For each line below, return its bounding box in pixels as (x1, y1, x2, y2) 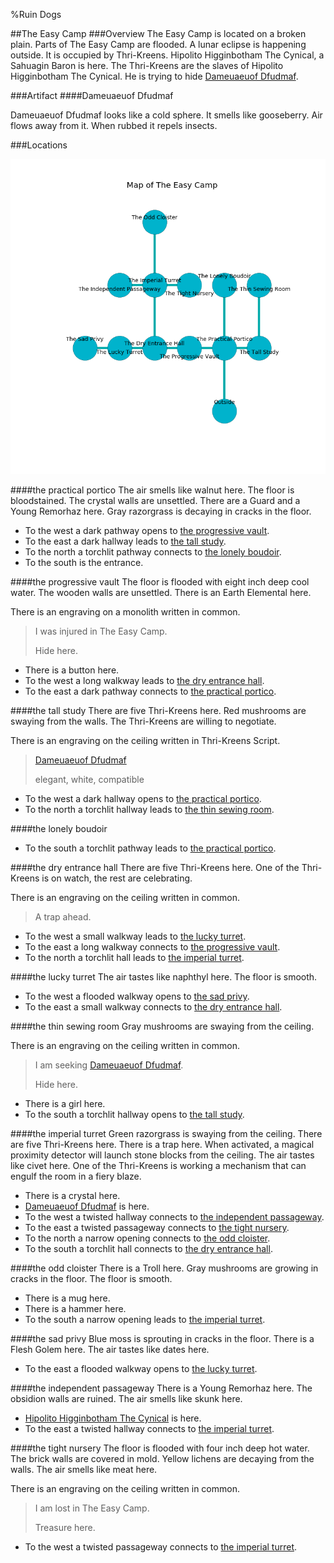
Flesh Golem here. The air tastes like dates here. (10, 1344, 210, 1355)
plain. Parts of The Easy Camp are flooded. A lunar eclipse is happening (10, 39, 307, 50)
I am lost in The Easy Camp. (34, 1502, 150, 1514)
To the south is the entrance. (24, 557, 144, 568)
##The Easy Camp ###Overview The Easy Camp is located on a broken (10, 28, 307, 39)
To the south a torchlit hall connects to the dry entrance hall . (24, 1243, 273, 1254)
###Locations (10, 139, 68, 151)
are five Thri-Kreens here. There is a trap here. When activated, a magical (10, 1139, 315, 1150)
